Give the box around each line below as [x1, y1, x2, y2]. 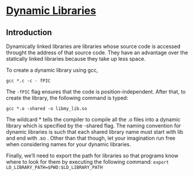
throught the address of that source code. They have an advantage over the [6, 49, 188, 56]
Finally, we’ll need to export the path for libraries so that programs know [6, 152, 179, 159]
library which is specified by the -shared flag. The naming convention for [6, 122, 181, 129]
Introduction [6, 27, 52, 37]
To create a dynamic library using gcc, [6, 67, 98, 74]
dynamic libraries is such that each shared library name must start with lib [6, 129, 184, 135]
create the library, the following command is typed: [6, 95, 128, 101]
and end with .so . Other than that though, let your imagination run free [6, 134, 176, 142]
